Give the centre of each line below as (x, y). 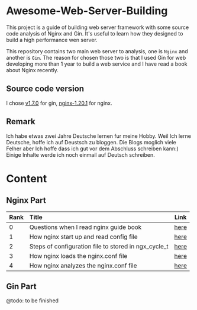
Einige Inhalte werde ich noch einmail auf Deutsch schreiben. (80, 154)
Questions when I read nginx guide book (85, 227)
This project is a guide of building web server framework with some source (98, 27)
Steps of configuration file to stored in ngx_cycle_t (99, 246)
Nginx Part (26, 200)
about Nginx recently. (32, 70)
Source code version (45, 89)
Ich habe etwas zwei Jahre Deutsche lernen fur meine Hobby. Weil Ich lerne (98, 136)
